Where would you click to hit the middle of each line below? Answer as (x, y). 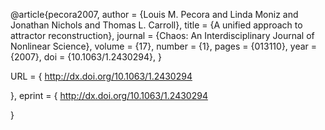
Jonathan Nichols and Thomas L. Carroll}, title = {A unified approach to (156, 25)
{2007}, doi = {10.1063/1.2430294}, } (86, 57)
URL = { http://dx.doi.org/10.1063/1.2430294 (101, 76)
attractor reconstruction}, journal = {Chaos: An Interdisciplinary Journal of (162, 35)
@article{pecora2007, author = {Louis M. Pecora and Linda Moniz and (154, 14)
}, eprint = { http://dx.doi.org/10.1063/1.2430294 (109, 95)
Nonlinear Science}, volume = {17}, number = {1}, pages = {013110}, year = (164, 46)
